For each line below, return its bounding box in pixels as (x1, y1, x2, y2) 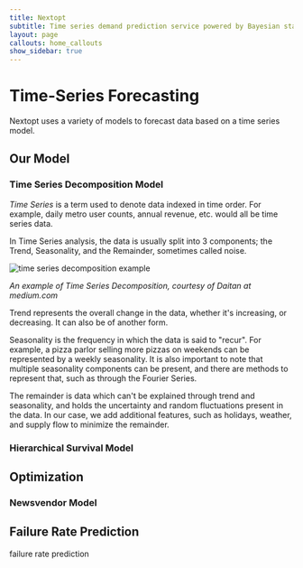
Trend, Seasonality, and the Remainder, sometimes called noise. (9, 245, 247, 256)
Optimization (9, 470, 84, 485)
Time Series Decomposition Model (9, 178, 164, 191)
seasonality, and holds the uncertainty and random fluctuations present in (9, 399, 284, 411)
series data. (9, 218, 53, 228)
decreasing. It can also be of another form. (9, 317, 169, 328)
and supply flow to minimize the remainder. (9, 419, 170, 430)
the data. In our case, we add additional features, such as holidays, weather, (9, 409, 292, 420)
